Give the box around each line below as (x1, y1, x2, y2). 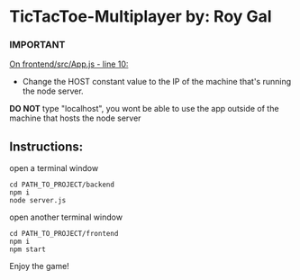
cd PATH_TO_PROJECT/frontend (9, 230, 119, 239)
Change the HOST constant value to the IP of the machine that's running (22, 77, 292, 87)
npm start (9, 245, 47, 254)
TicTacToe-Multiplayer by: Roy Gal (9, 6, 272, 27)
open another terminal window (9, 212, 123, 222)
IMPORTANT (9, 39, 66, 51)
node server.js (9, 196, 67, 205)
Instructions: (9, 139, 84, 154)
